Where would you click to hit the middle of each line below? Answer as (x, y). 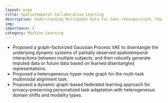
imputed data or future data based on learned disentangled (73, 63)
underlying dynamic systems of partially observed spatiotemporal (80, 52)
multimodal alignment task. (40, 79)
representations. (29, 68)
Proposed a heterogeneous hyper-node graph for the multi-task (78, 74)
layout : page (19, 10)
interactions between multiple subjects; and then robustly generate (81, 58)
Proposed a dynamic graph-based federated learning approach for (81, 84)
